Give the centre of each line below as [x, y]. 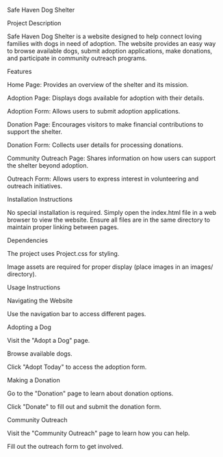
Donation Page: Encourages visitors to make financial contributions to [105, 125]
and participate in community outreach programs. [77, 58]
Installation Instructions [40, 199]
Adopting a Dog [29, 327]
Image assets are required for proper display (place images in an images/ [110, 267]
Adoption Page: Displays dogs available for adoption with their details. [106, 98]
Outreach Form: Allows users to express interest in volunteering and [103, 179]
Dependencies [28, 240]
